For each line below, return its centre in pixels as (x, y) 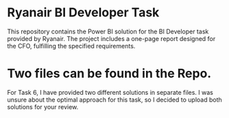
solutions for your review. (43, 106)
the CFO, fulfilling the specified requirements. (71, 46)
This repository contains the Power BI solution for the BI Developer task (108, 31)
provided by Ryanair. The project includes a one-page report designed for (111, 38)
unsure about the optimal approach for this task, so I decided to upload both (115, 100)
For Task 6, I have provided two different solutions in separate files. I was (110, 92)
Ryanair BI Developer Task (83, 13)
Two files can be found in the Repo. (109, 74)
